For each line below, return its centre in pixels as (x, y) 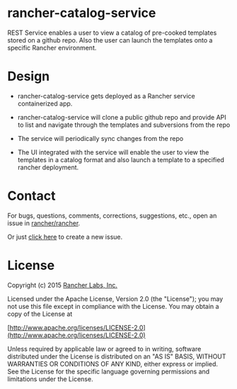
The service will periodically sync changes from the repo (100, 138)
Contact (31, 196)
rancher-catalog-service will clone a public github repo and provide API (122, 117)
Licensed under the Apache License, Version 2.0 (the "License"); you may (115, 298)
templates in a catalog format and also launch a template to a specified (121, 159)
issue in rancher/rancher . (44, 223)
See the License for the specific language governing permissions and (109, 371)
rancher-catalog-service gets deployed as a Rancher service (106, 96)
